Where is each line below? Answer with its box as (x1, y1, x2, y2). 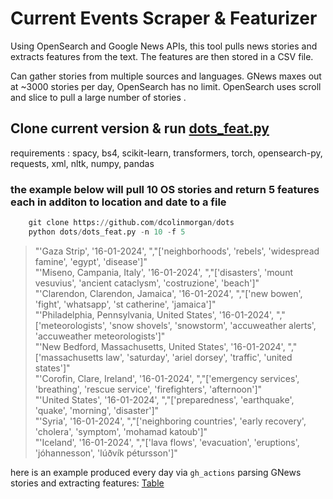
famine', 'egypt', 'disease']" (34, 255, 148, 267)
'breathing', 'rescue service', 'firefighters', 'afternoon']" (34, 383, 263, 395)
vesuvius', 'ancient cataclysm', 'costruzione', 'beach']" (34, 277, 260, 289)
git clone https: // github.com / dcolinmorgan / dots (28, 218, 235, 228)
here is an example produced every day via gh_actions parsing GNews (10, 466, 302, 478)
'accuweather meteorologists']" (34, 330, 166, 342)
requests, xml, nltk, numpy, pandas (10, 157, 155, 169)
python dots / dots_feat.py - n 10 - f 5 (28, 227, 186, 237)
